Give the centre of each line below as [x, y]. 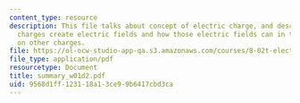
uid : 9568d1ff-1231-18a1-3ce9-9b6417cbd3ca [92, 84]
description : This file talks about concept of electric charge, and [142, 26]
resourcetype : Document [54, 68]
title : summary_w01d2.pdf [57, 76]
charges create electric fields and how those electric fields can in [151, 34]
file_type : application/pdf [62, 59]
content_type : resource [54, 17]
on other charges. [52, 43]
